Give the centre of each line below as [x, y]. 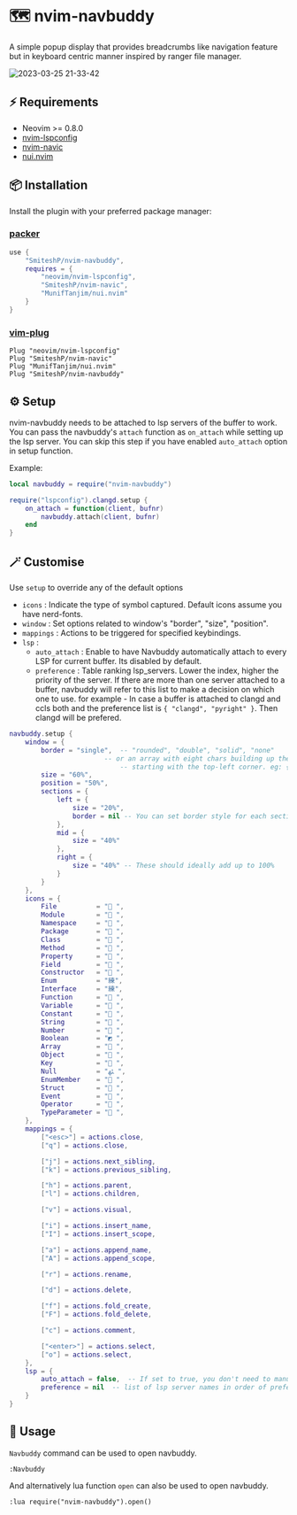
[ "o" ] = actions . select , [87, 1355]
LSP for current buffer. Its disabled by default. [118, 661]
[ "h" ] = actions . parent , [87, 1186]
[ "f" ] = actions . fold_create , [96, 1306]
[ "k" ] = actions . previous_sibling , [107, 1170]
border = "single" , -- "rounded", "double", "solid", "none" [158, 750]
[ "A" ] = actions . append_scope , [99, 1258]
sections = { [65, 792]
